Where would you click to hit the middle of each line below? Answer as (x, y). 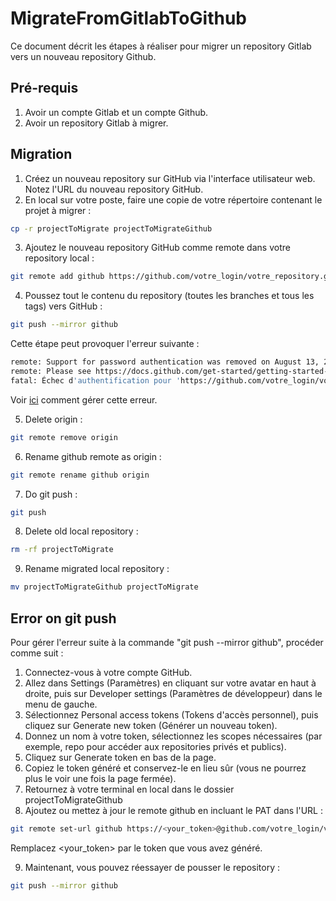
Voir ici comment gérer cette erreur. (84, 399)
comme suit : (37, 653)
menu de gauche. (61, 704)
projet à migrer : (58, 210)
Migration (41, 154)
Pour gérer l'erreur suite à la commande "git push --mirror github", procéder (167, 642)
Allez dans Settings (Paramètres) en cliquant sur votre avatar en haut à (170, 683)
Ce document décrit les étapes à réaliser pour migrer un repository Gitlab (161, 46)
